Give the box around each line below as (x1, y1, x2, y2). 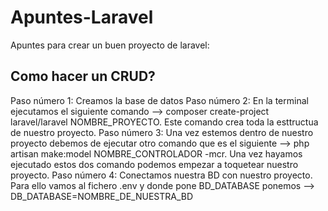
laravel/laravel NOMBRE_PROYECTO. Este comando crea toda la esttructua (10, 116, 319, 128)
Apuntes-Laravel (10, 6, 154, 29)
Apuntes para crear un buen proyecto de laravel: (10, 39, 210, 51)
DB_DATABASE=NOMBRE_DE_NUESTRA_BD (10, 190, 194, 202)
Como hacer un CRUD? (10, 68, 156, 85)
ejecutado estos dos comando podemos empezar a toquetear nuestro (10, 158, 299, 170)
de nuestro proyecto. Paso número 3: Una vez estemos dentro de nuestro (10, 126, 314, 138)
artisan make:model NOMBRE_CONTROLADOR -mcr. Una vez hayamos (10, 147, 303, 160)
